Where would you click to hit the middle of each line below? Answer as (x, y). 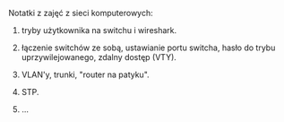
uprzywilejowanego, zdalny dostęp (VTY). (99, 57)
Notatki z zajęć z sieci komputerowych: (81, 13)
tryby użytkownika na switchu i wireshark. (99, 30)
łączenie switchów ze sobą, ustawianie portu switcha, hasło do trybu (148, 48)
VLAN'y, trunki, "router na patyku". (85, 74)
